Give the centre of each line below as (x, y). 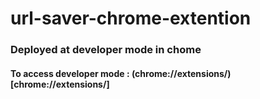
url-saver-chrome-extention (131, 18)
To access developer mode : (70, 73)
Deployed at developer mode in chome (106, 50)
